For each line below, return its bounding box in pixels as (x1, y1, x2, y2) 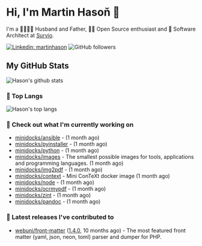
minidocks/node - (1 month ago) (14, 179, 95, 186)
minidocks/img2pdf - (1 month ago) (14, 166, 103, 173)
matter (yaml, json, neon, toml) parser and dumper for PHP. (14, 233, 162, 240)
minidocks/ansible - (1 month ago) (14, 134, 100, 141)
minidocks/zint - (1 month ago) (14, 192, 91, 199)
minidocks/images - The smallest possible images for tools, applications (14, 153, 194, 161)
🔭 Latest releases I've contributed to (6, 213, 114, 221)
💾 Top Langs (6, 91, 43, 100)
